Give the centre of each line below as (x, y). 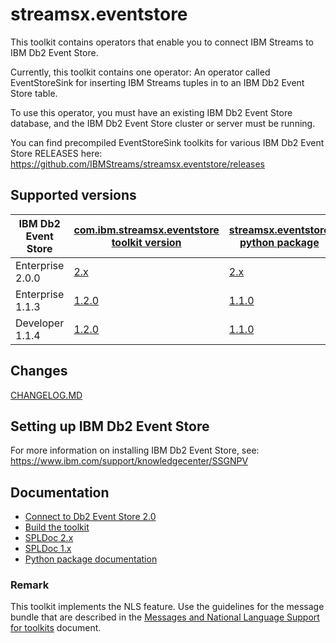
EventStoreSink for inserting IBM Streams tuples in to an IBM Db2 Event (157, 82)
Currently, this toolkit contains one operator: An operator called (140, 72)
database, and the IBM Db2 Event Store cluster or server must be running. (163, 123)
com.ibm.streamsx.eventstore (146, 230)
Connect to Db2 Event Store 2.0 (90, 517)
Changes (39, 371)
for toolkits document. (56, 628)
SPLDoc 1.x (48, 549)
